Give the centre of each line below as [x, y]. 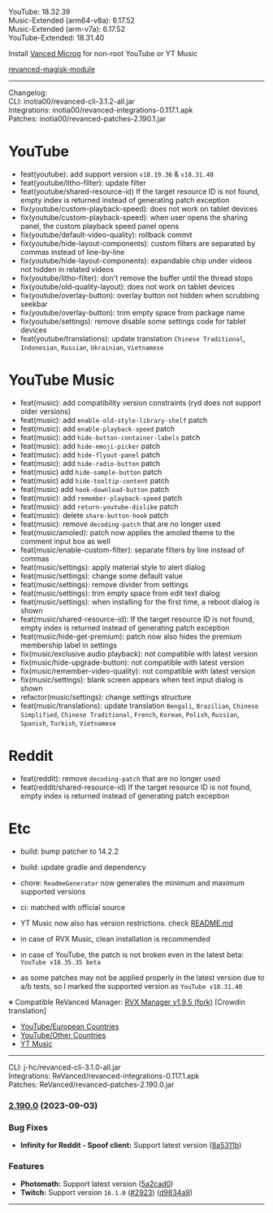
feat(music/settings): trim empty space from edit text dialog [120, 593]
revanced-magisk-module [52, 69]
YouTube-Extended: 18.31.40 [56, 37]
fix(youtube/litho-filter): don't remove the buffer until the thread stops [136, 278]
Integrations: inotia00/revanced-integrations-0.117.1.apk [101, 110]
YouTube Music [62, 380]
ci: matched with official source [73, 907]
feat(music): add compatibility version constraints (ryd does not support [141, 402]
